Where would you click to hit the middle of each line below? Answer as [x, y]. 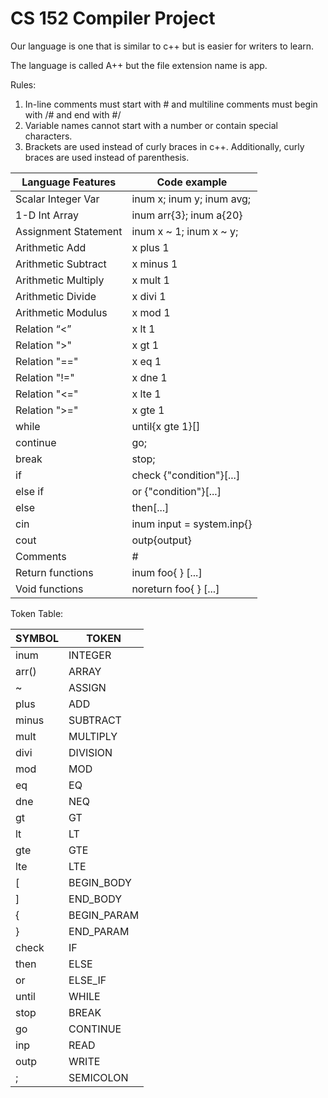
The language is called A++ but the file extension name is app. [139, 65]
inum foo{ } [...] [167, 572]
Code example [192, 182]
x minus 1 [154, 264]
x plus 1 [150, 247]
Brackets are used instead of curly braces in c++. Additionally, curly [164, 146]
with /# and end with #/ [73, 114]
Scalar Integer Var [57, 199]
